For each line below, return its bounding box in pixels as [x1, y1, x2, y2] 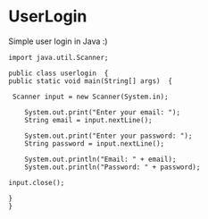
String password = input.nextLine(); [24, 139, 165, 148]
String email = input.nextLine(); [24, 115, 153, 124]
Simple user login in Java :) [8, 36, 108, 46]
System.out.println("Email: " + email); [24, 155, 177, 164]
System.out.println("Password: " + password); [24, 163, 201, 172]
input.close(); [8, 178, 65, 187]
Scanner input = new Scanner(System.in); [12, 92, 169, 101]
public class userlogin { [8, 69, 109, 78]
